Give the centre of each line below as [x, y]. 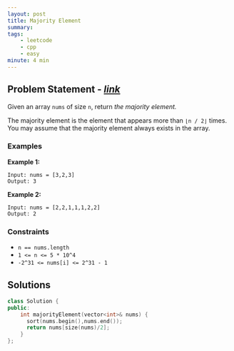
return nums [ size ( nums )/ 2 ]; [68, 328]
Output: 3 [22, 181]
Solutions [29, 285]
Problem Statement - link [64, 90]
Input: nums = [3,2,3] [41, 175]
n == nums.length [44, 248]
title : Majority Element [44, 21]
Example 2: [24, 194]
